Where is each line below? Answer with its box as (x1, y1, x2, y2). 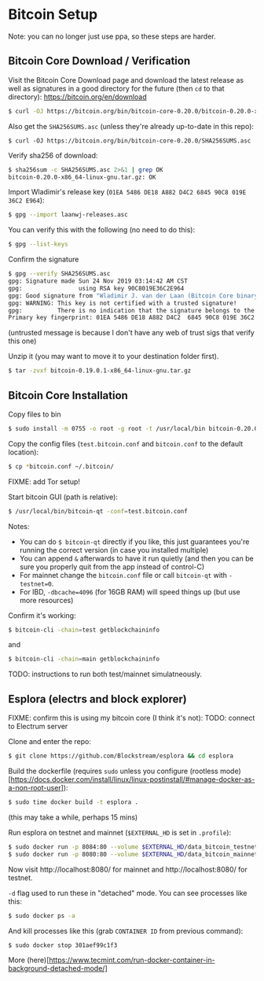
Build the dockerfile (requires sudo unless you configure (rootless (8, 766, 218, 776)
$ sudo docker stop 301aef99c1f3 (8, 941, 118, 950)
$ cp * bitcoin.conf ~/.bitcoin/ (8, 462, 114, 470)
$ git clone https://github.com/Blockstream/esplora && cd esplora (8, 752, 234, 761)
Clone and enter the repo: (8, 737, 92, 746)
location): (8, 447, 39, 457)
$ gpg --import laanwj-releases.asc (8, 211, 128, 219)
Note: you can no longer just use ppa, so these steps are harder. (8, 31, 216, 41)
